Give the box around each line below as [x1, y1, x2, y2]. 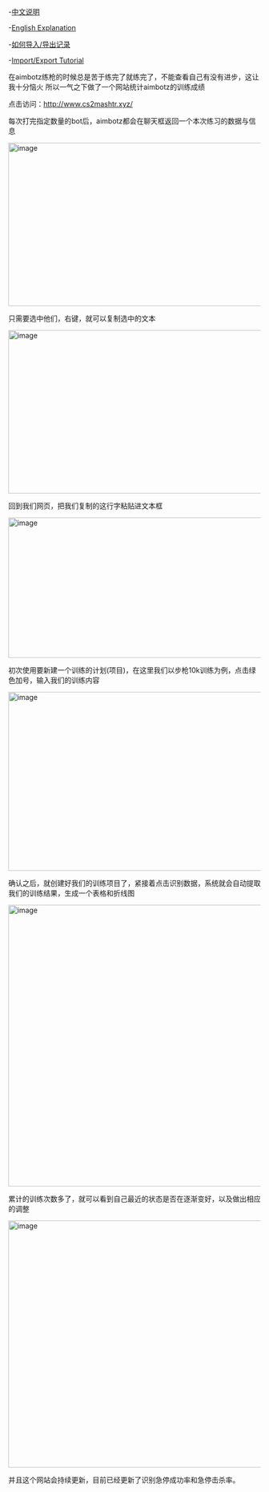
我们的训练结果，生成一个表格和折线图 [8, 888, 134, 898]
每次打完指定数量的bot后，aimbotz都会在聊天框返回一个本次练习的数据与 [8, 116, 250, 126]
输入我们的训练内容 [35, 676, 100, 685]
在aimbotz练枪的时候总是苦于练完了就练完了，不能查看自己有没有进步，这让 [8, 72, 259, 82]
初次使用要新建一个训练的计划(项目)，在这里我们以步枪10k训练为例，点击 [8, 665, 250, 675]
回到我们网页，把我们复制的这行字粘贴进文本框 [8, 501, 163, 511]
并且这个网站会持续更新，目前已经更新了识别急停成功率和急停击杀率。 [8, 1475, 240, 1485]
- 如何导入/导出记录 [8, 39, 70, 49]
